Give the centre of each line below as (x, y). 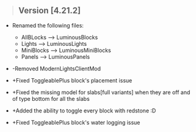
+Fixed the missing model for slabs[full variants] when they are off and (101, 92)
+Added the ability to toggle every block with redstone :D (84, 111)
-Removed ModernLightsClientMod (56, 68)
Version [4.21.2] (49, 11)
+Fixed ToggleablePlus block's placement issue (72, 80)
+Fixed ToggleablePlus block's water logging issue (76, 122)
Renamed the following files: (48, 25)
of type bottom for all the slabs (51, 98)
